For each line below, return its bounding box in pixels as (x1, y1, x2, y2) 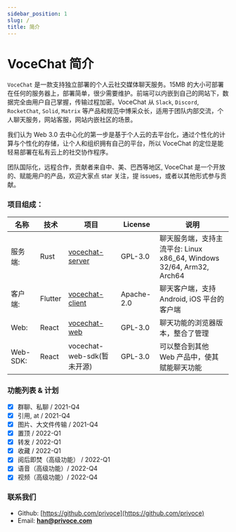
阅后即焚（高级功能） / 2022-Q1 (17, 455, 110, 464)
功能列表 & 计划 (7, 385, 59, 395)
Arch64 (159, 271, 185, 280)
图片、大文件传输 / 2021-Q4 (17, 420, 98, 429)
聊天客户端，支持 (159, 283, 216, 293)
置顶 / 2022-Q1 (17, 429, 61, 438)
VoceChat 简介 (7, 56, 94, 72)
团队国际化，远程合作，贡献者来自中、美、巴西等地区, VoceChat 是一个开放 (7, 163, 226, 171)
